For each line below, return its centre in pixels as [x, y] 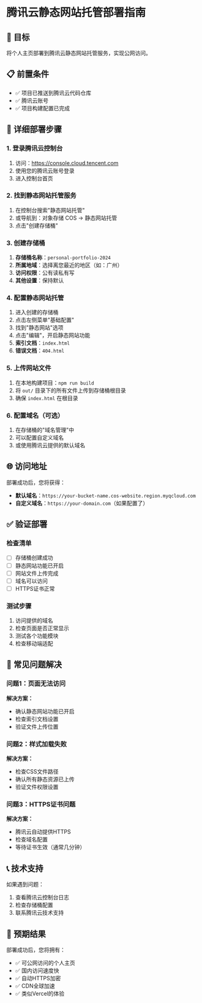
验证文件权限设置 [37, 787]
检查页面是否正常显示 [42, 628]
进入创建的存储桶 [37, 312]
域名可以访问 [31, 581]
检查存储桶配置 [34, 905]
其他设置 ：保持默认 [39, 280]
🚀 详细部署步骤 [34, 129]
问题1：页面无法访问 [36, 683]
